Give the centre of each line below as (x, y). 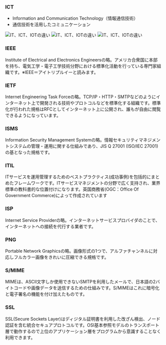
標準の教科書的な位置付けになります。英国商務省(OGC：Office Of (72, 189)
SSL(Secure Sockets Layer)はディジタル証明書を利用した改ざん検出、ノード (83, 319)
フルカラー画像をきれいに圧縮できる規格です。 (61, 257)
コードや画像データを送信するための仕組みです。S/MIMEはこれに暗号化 (87, 288)
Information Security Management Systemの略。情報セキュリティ (72, 140)
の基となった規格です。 (29, 152)
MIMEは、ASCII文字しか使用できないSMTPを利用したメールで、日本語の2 (81, 282)
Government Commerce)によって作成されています (56, 196)
